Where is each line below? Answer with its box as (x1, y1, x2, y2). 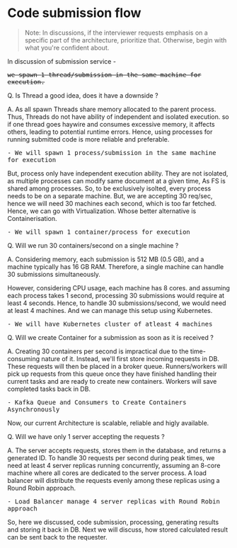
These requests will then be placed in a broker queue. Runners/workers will (7, 362, 228, 370)
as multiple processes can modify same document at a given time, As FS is (7, 176, 226, 185)
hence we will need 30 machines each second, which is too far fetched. (7, 199, 217, 207)
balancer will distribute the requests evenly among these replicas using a (7, 476, 221, 484)
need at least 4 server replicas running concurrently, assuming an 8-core (7, 461, 221, 469)
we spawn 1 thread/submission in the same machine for (7, 71, 202, 79)
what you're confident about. (24, 43, 110, 52)
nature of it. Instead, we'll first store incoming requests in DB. (41, 354, 219, 363)
